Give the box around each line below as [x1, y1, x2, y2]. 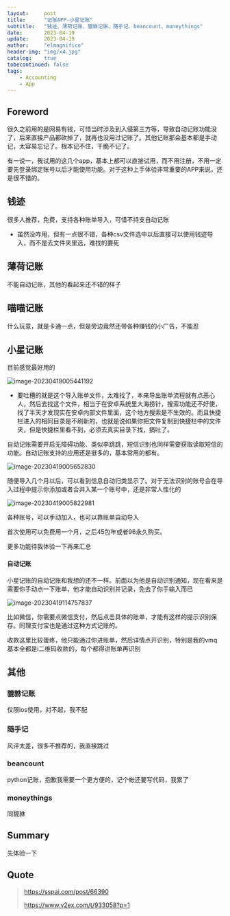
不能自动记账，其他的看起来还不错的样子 [7, 280, 121, 289]
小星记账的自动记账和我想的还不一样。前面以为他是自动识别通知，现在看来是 [7, 576, 223, 584]
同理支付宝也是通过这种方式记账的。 [18, 621, 121, 629]
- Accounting [19, 74, 57, 81]
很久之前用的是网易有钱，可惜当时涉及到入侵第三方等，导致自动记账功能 [7, 125, 211, 133]
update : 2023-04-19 [7, 36, 75, 43]
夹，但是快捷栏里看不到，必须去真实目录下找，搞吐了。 [16, 425, 173, 434]
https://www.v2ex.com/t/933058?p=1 [23, 901, 130, 909]
